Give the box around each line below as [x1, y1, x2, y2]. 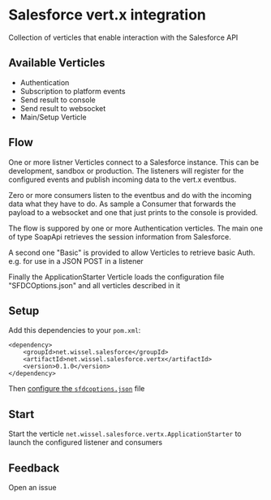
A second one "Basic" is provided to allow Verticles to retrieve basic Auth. [8, 248, 256, 257]
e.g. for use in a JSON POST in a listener [8, 256, 144, 265]
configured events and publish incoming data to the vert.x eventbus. [8, 175, 237, 184]
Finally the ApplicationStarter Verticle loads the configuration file [8, 272, 225, 282]
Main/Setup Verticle [19, 112, 87, 122]
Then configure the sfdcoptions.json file [8, 384, 145, 394]
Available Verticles [8, 56, 105, 70]
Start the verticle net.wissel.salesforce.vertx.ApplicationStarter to [8, 429, 242, 439]
